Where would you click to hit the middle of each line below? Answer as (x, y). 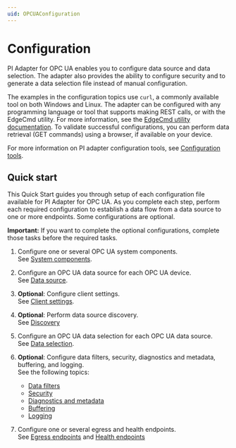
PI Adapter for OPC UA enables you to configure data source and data (109, 68)
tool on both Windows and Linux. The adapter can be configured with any (114, 104)
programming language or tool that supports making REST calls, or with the (116, 112)
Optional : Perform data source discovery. (78, 315)
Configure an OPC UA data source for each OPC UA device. (104, 273)
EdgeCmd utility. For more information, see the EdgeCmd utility (99, 119)
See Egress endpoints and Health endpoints (81, 437)
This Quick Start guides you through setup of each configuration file (106, 194)
